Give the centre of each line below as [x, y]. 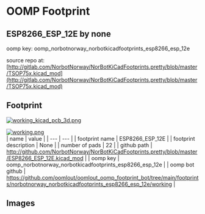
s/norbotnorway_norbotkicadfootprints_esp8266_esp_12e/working [89, 184]
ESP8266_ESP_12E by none [59, 34]
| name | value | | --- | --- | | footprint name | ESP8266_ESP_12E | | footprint [101, 138]
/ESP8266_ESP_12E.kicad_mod [45, 158]
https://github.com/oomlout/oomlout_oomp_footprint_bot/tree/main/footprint [103, 177]
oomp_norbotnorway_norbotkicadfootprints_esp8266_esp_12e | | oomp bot [100, 164]
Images [21, 203]
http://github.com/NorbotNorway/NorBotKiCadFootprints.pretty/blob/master [102, 152]
